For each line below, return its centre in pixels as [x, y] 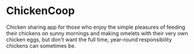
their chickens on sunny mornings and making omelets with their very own [97, 33]
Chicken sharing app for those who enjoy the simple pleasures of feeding [96, 27]
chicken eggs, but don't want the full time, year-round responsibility [89, 39]
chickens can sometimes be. [41, 46]
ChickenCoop [41, 11]
